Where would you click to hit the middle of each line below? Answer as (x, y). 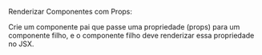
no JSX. (21, 44)
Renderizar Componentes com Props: (71, 12)
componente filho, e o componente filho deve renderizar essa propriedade (131, 35)
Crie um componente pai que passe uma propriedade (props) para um (124, 27)
